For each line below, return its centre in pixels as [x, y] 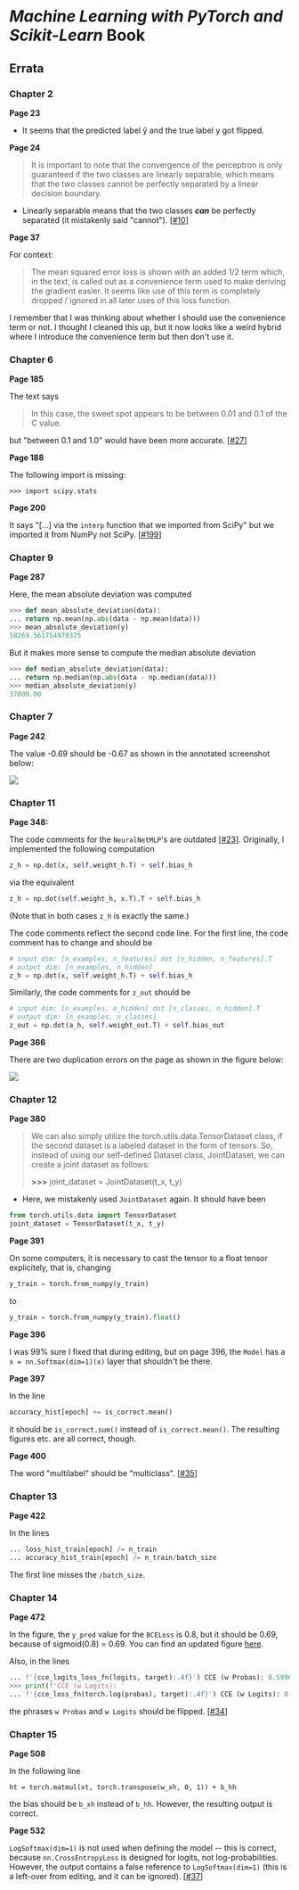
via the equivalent [42, 882]
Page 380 [28, 1119]
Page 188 [27, 458]
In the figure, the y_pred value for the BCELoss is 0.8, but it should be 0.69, [144, 1635]
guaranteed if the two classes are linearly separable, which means [153, 174]
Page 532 [28, 1831]
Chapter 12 [33, 1099]
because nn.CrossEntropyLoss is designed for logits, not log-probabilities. [144, 1857]
